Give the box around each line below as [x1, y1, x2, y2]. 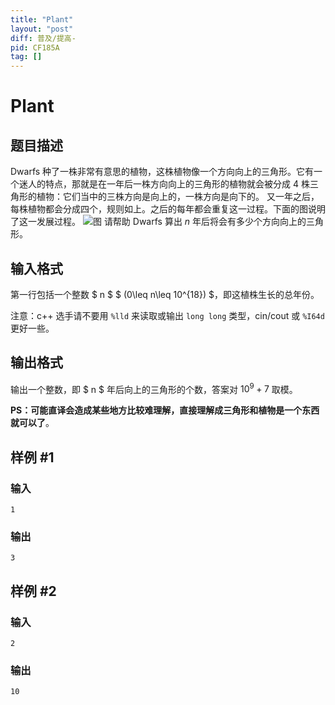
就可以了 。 [10, 417, 55, 429]
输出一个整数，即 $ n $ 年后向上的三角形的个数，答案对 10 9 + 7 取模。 [10, 381, 298, 395]
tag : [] [10, 52, 43, 62]
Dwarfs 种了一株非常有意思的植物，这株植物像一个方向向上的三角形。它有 [10, 166, 315, 178]
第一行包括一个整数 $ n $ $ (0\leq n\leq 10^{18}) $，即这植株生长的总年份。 [10, 288, 320, 300]
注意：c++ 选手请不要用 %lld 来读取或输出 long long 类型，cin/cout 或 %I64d [10, 309, 325, 321]
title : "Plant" [10, 14, 74, 25]
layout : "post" [10, 24, 74, 34]
